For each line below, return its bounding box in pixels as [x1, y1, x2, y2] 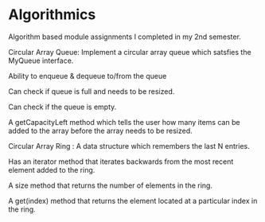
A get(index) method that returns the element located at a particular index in [8, 196, 258, 205]
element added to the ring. [8, 165, 95, 174]
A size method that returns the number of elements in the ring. [8, 181, 213, 190]
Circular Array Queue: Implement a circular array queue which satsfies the [8, 47, 252, 56]
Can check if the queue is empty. [8, 102, 117, 111]
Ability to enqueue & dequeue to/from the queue [8, 71, 167, 80]
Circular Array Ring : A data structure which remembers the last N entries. [8, 141, 250, 150]
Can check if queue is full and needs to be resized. [8, 86, 175, 96]
